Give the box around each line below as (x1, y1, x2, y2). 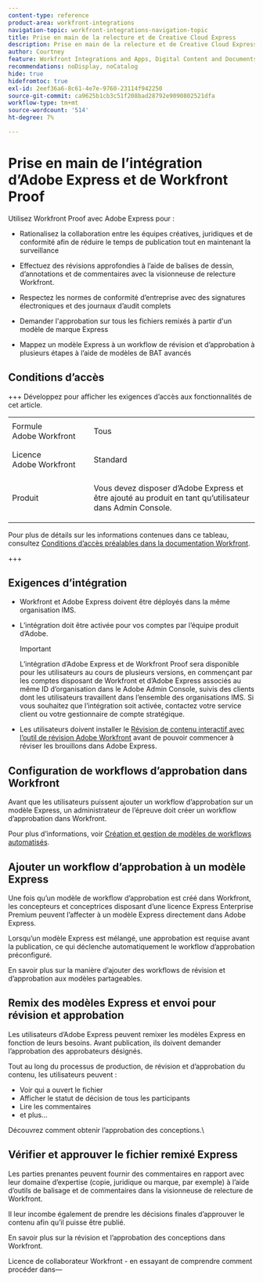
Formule (12, 421, 43, 432)
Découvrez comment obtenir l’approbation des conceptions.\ (8, 1125, 205, 1134)
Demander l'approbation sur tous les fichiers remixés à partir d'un (19, 316, 232, 326)
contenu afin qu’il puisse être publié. (8, 1218, 126, 1227)
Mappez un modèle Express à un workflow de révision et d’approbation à (19, 339, 255, 349)
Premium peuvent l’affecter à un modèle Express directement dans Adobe (8, 910, 247, 919)
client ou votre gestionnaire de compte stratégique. (19, 710, 186, 719)
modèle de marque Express (19, 324, 109, 334)
